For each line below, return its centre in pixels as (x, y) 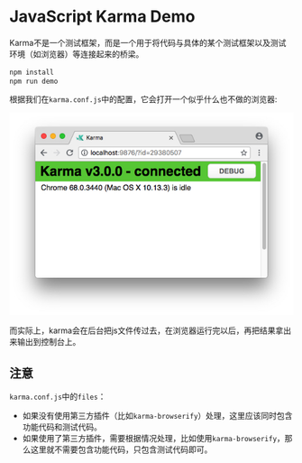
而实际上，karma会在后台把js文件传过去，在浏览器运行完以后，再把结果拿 (146, 330)
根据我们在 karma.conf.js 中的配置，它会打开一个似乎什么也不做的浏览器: (143, 99)
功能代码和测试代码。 (62, 427)
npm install (32, 72)
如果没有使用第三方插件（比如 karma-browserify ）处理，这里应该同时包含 (157, 416)
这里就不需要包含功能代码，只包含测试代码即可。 (121, 449)
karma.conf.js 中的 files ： (58, 397)
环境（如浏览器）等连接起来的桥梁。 (77, 54)
